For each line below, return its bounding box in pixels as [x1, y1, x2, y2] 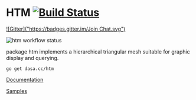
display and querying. [6, 54, 59, 61]
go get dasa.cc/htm [6, 65, 54, 72]
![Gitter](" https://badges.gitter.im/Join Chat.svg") [6, 25, 126, 32]
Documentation [6, 76, 44, 83]
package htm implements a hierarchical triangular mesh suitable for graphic [6, 48, 190, 55]
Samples [6, 87, 28, 94]
